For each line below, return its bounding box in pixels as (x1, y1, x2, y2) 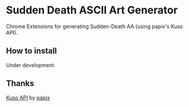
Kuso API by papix (6, 94, 50, 101)
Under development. (6, 61, 56, 68)
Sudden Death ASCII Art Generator (6, 4, 178, 17)
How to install (6, 46, 57, 56)
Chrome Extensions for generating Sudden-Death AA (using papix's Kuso (6, 23, 183, 30)
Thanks (6, 78, 35, 88)
